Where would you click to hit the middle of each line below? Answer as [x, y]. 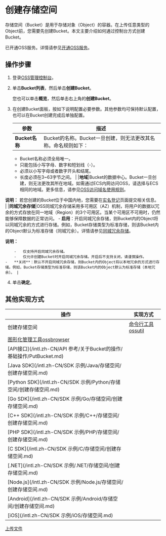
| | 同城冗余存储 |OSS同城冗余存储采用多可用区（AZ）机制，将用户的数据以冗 [82, 206]
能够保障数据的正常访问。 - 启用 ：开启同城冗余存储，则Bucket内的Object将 [82, 218]
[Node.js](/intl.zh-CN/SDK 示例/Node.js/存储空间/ [65, 482]
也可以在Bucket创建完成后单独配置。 [50, 115]
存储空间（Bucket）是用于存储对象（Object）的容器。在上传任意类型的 [77, 25]
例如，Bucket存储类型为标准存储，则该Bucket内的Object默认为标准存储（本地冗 [84, 267]
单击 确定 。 [23, 282]
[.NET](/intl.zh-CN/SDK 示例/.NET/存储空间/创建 [64, 465]
